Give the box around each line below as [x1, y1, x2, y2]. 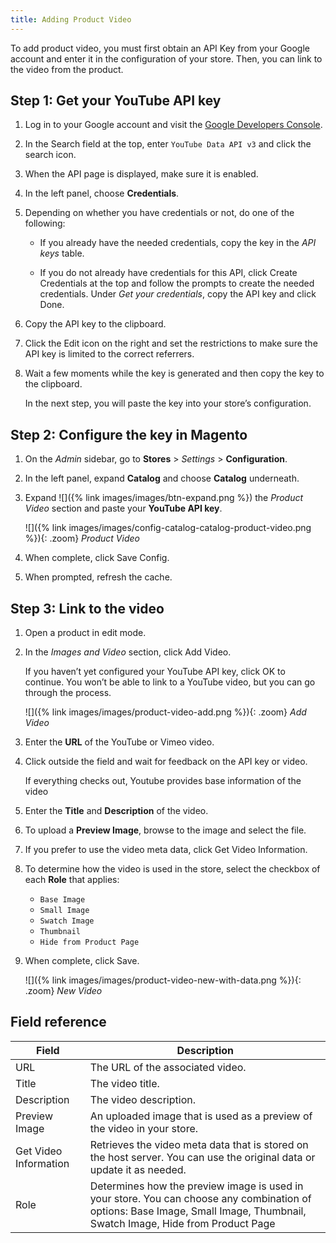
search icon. [24, 149, 77, 161]
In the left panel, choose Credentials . [24, 187, 180, 200]
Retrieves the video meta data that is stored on [89, 1137, 309, 1151]
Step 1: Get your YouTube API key [10, 92, 222, 110]
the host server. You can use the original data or [89, 1150, 316, 1164]
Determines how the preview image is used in [89, 1179, 304, 1193]
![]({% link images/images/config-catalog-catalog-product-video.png [24, 522, 312, 534]
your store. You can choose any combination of [89, 1191, 312, 1205]
